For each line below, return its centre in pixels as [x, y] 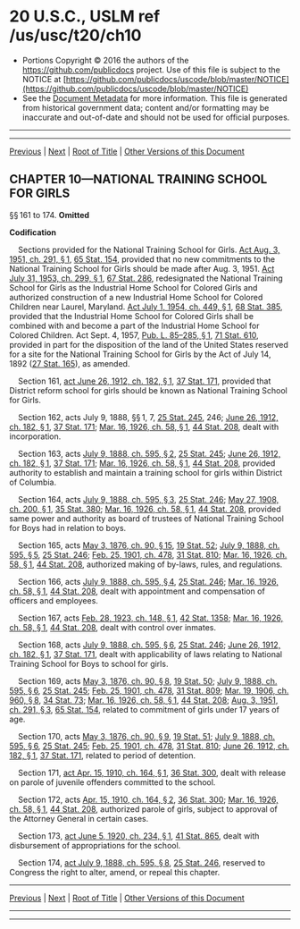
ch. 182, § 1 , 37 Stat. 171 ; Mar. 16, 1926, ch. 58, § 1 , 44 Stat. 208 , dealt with [144, 426]
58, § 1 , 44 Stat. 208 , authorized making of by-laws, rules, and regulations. [146, 564]
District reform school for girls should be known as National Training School [148, 390]
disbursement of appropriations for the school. [95, 845]
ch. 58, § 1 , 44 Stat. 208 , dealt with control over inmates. [113, 627]
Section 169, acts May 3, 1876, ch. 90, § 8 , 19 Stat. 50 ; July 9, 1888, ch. [147, 680]
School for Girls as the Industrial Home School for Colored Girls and [133, 287]
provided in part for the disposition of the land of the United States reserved [149, 344]
